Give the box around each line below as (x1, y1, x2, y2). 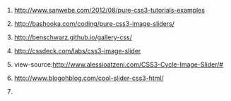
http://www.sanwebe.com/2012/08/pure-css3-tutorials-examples (13, 6, 205, 14)
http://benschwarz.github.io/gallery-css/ (13, 33, 132, 41)
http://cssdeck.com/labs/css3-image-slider (13, 47, 141, 55)
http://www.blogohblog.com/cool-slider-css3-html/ (13, 74, 164, 82)
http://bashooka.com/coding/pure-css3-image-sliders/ (13, 20, 175, 27)
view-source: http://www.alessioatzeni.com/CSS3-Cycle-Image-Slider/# (13, 60, 224, 69)
